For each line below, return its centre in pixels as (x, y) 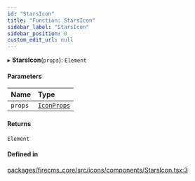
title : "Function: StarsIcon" (52, 20)
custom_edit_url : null (40, 40)
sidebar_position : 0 (38, 33)
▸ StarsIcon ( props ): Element (47, 60)
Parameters (25, 76)
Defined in (23, 154)
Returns (19, 123)
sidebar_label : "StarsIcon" (48, 27)
